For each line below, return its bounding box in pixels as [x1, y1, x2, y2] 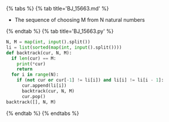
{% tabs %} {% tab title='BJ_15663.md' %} [6, 5, 109, 12]
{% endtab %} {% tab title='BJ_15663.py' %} [6, 28, 114, 35]
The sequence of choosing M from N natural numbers [14, 16, 145, 23]
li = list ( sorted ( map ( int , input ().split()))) [6, 44, 122, 50]
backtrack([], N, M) [6, 99, 57, 105]
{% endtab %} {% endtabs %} [6, 110, 79, 117]
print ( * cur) [16, 61, 46, 67]
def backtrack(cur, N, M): [6, 50, 72, 56]
